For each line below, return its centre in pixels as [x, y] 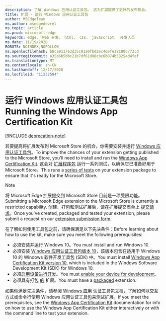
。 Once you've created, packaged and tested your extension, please [80, 213]
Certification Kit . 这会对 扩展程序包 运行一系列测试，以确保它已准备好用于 [80, 163]
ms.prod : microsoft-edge [31, 33]
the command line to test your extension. [47, 313]
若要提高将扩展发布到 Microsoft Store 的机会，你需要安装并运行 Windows [80, 146]
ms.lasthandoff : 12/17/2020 [34, 70]
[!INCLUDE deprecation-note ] [36, 136]
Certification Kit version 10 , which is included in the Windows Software [85, 263]
